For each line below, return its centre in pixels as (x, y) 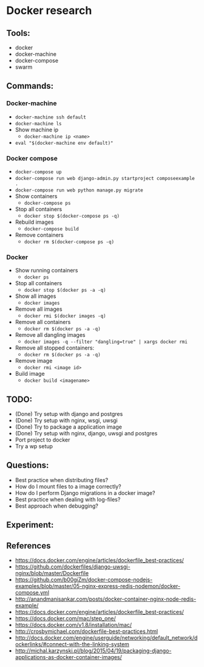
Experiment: (30, 525)
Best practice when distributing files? (61, 480)
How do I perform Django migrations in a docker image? (85, 492)
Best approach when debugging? (56, 506)
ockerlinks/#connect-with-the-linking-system (72, 645)
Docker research (49, 11)
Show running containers (46, 271)
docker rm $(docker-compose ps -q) (69, 242)
